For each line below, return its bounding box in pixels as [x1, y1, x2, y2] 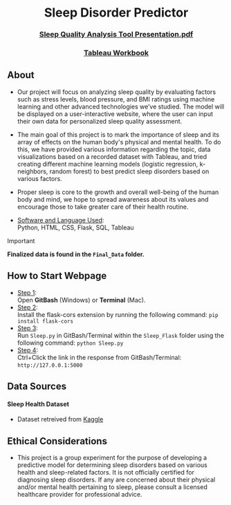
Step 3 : [17, 323, 38, 332]
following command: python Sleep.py [17, 339, 124, 347]
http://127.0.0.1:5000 [17, 361, 83, 369]
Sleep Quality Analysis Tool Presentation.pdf [39, 30, 194, 39]
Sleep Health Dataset [7, 399, 69, 408]
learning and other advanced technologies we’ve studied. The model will [17, 102, 225, 111]
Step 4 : [17, 345, 38, 354]
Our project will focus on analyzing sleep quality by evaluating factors [17, 88, 216, 96]
